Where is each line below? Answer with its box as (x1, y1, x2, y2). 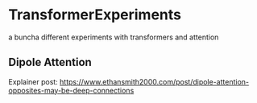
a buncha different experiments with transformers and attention (8, 32, 219, 42)
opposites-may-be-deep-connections (8, 85, 135, 95)
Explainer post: (8, 76, 58, 86)
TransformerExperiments (8, 6, 181, 24)
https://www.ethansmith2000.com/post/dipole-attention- (59, 76, 250, 86)
